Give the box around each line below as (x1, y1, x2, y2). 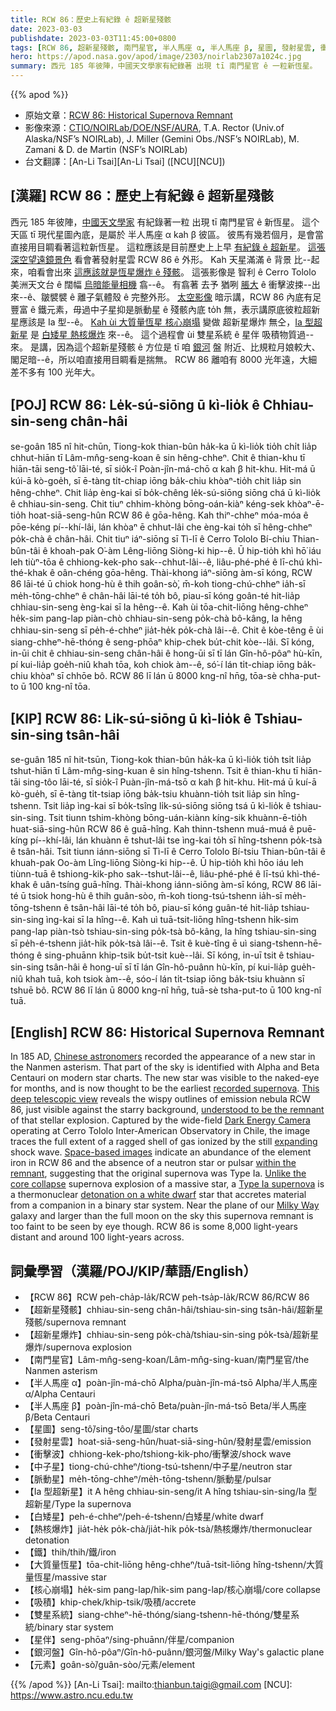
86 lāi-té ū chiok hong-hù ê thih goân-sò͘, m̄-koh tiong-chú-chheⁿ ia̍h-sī (10, 577, 306, 590)
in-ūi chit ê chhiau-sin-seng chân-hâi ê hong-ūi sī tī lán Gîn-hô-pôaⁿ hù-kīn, (10, 647, 323, 659)
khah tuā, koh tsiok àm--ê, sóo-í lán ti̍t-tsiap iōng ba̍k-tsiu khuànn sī (24, 973, 305, 985)
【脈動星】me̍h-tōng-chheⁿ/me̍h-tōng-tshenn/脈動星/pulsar (24, 1473, 272, 1485)
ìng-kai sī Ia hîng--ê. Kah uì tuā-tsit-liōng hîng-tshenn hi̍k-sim (46, 914, 299, 926)
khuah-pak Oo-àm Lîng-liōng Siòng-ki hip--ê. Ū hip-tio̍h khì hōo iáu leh (10, 857, 304, 869)
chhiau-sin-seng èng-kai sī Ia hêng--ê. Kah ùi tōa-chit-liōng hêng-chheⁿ (10, 601, 309, 613)
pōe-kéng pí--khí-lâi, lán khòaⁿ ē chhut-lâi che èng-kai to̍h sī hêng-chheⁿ (10, 521, 313, 533)
